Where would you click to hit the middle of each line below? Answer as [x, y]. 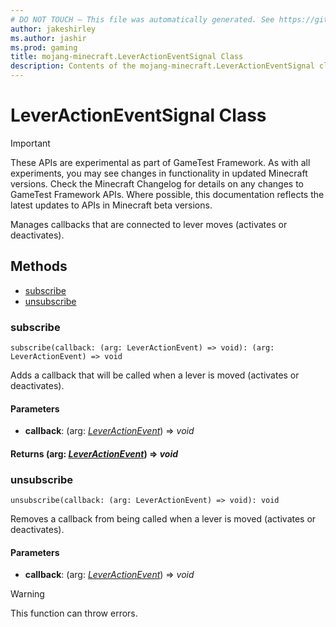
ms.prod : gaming [44, 47]
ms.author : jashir [48, 38]
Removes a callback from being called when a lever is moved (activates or [163, 519]
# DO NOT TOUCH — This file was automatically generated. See [142, 19]
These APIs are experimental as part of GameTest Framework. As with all [160, 162]
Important [30, 143]
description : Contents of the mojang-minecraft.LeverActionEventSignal [162, 66]
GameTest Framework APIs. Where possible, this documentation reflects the [167, 194]
